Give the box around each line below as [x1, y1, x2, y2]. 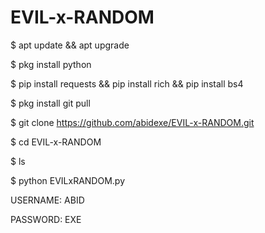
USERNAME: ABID [10, 194, 85, 206]
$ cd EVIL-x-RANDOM [10, 136, 102, 148]
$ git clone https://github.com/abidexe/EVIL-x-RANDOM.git [10, 116, 255, 128]
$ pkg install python [10, 58, 92, 70]
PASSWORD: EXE [10, 213, 82, 225]
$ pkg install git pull [10, 97, 91, 109]
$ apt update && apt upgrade [10, 39, 130, 51]
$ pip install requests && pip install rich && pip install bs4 [10, 77, 244, 90]
